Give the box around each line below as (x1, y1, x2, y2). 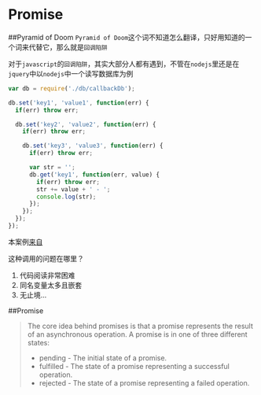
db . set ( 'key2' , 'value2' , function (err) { (15, 120, 156, 128)
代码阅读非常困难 (19, 270, 75, 280)
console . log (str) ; (36, 193, 97, 201)
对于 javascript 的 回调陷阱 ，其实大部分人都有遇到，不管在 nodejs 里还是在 (8, 59, 240, 68)
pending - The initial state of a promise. (39, 353, 167, 363)
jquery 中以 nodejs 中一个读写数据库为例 (8, 68, 134, 78)
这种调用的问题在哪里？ (8, 253, 84, 263)
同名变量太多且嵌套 (19, 280, 83, 290)
